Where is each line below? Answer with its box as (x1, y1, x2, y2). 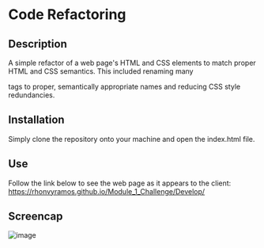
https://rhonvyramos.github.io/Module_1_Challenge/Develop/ (8, 186, 206, 196)
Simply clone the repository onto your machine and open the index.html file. (8, 134, 255, 143)
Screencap (8, 210, 63, 223)
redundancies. (8, 90, 55, 100)
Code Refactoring (8, 6, 126, 24)
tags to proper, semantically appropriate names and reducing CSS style (8, 82, 241, 91)
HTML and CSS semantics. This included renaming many (8, 67, 194, 76)
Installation (8, 113, 65, 127)
